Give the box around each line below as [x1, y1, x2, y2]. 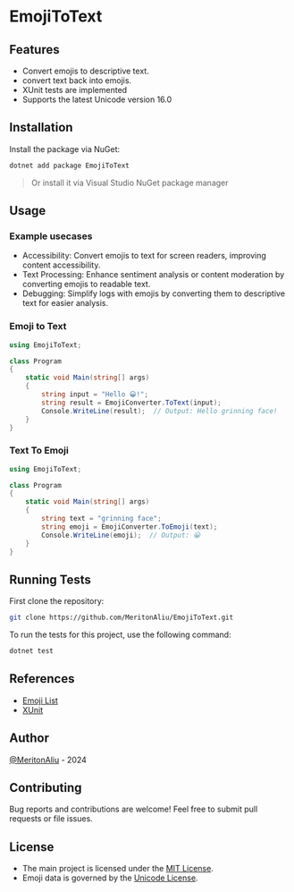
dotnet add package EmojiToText [9, 161, 130, 170]
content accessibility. [21, 259, 101, 270]
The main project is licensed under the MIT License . [21, 863, 214, 874]
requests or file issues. [9, 813, 94, 824]
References [9, 671, 75, 686]
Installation [9, 120, 73, 135]
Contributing [9, 780, 82, 795]
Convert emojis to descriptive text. [21, 65, 149, 76]
